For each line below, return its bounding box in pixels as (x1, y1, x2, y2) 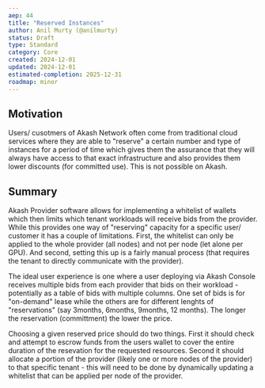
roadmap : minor (8, 78, 59, 86)
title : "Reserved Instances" (8, 19, 104, 27)
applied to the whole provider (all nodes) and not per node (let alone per (8, 239, 244, 249)
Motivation (8, 107, 63, 120)
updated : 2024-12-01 (8, 63, 77, 71)
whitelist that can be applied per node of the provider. (8, 371, 184, 381)
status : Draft (8, 33, 55, 42)
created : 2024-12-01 (8, 56, 77, 64)
